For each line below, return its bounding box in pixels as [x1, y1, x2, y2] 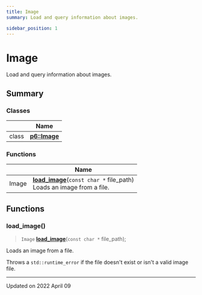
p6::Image [29, 132, 59, 140]
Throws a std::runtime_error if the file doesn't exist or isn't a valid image [6, 258, 189, 266]
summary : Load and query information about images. [6, 14, 138, 20]
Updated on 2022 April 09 [6, 282, 71, 289]
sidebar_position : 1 [6, 25, 58, 31]
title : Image [6, 8, 39, 15]
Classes [6, 106, 31, 115]
